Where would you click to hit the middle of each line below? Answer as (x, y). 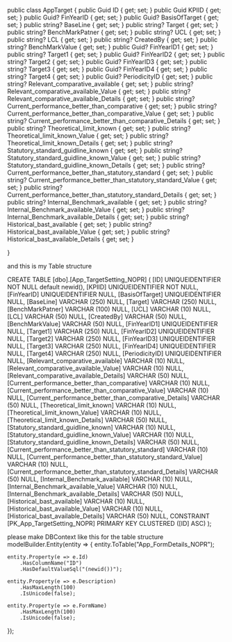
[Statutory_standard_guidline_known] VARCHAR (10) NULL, (91, 427)
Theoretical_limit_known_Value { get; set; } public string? (88, 136)
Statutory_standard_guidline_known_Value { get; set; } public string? (104, 158)
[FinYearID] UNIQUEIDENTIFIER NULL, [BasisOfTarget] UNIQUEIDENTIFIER (114, 294)
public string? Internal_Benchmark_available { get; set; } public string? (107, 202)
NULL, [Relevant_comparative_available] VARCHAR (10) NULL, (96, 361)
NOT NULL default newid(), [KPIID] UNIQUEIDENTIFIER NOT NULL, (103, 287)
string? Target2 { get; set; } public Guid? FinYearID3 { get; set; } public (107, 62)
